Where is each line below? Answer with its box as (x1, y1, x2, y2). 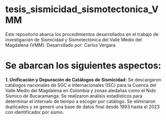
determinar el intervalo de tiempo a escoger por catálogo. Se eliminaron (5, 98, 156, 104)
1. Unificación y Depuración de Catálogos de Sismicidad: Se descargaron (5, 76, 161, 82)
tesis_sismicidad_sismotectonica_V (5, 4, 159, 15)
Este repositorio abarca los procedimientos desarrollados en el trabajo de (5, 31, 159, 37)
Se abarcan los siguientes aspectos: (5, 60, 161, 72)
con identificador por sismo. (5, 109, 64, 115)
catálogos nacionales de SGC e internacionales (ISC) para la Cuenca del (5, 82, 156, 88)
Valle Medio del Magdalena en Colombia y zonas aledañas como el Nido (5, 87, 156, 94)
